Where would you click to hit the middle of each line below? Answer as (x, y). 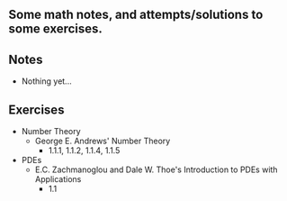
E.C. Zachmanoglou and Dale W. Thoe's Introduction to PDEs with (156, 169)
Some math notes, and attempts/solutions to (136, 15)
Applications (58, 179)
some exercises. (55, 29)
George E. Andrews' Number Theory (103, 141)
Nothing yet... (47, 81)
